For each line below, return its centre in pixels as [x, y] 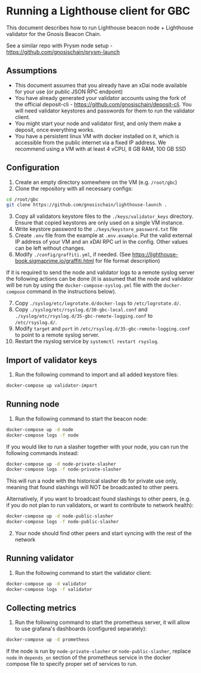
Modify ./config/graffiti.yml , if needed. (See [73, 254]
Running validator [40, 558]
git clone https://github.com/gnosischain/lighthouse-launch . [87, 205]
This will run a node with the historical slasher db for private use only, [92, 481]
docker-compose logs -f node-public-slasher [63, 522]
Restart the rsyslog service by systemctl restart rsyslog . [87, 341]
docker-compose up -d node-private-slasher [61, 464]
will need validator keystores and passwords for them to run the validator [105, 110]
